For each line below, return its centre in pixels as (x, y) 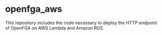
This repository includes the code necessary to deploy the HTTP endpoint (81, 23)
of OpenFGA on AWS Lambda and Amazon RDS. (55, 28)
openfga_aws (34, 9)
